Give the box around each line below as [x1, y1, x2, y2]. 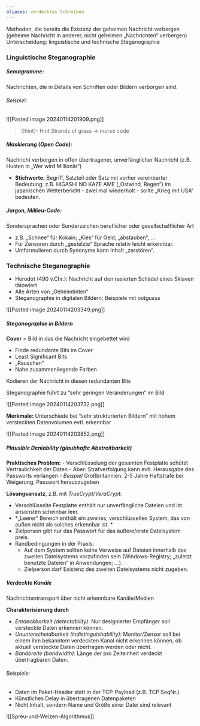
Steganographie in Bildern [6, 320, 73, 327]
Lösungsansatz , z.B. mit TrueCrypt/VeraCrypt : [6, 490, 122, 497]
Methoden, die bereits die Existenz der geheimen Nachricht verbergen [6, 25, 180, 32]
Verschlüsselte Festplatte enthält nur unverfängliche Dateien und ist [14, 501, 183, 508]
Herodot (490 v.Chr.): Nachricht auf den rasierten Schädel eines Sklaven [14, 275, 194, 282]
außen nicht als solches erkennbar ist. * [14, 520, 113, 528]
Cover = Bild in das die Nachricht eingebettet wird [6, 335, 130, 342]
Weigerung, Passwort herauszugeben [6, 478, 99, 486]
